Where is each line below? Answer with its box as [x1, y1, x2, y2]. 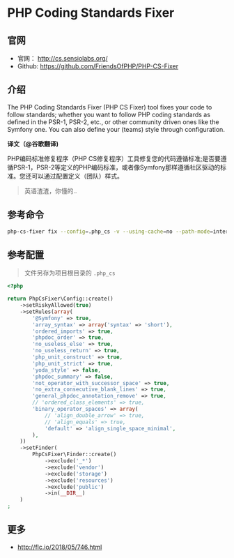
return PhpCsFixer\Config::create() [7, 295, 114, 303]
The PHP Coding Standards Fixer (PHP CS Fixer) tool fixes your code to [7, 103, 212, 111]
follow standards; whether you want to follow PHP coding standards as [7, 110, 211, 119]
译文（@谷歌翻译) [7, 139, 59, 148]
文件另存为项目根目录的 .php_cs [24, 269, 116, 277]
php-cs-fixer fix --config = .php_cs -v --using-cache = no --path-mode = [7, 228, 214, 235]
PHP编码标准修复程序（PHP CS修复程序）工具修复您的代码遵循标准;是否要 [7, 154, 221, 163]
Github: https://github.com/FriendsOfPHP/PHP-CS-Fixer [17, 62, 179, 70]
